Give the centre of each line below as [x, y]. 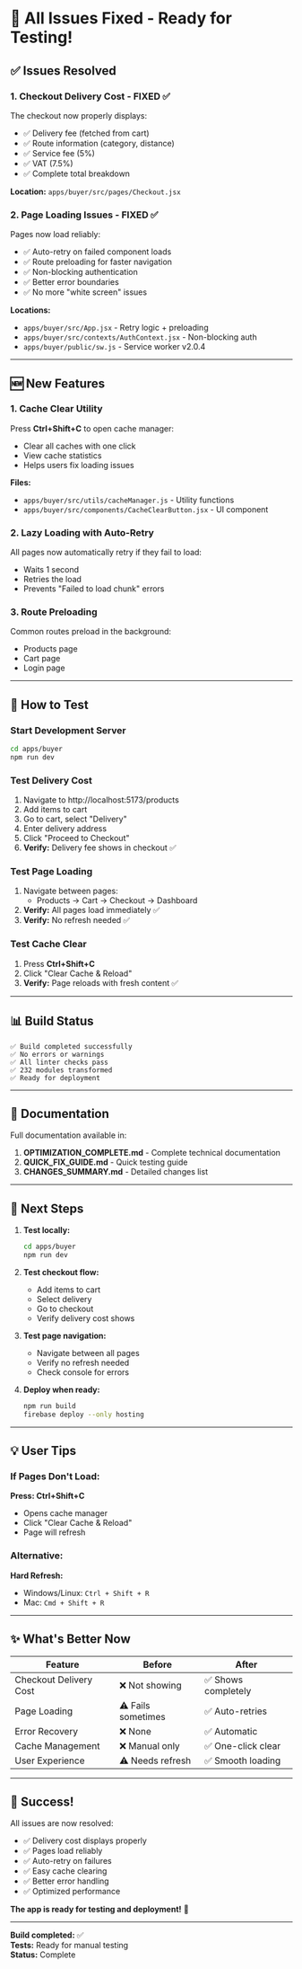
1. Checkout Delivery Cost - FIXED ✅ [91, 96]
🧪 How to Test [49, 705]
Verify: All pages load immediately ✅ [91, 910]
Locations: [30, 310]
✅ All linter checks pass [59, 1062]
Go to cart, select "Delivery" [75, 819]
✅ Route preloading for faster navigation [98, 262]
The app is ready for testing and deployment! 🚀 [99, 1910]
